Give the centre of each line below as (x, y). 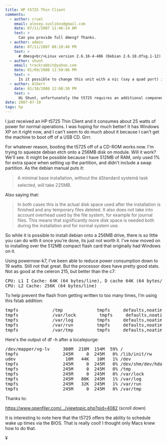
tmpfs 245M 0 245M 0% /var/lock (75, 374)
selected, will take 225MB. (44, 185)
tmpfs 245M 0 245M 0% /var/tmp (73, 389)
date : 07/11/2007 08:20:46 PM (45, 47)
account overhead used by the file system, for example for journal (85, 215)
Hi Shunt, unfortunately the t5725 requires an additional (81, 98)
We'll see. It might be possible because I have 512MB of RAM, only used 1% (83, 157)
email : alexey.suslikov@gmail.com (50, 24)
